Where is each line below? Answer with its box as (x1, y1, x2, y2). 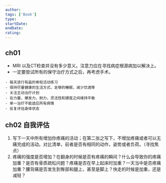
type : (5, 16, 16, 21)
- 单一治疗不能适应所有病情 (5, 100, 55, 106)
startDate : (5, 21, 28, 26)
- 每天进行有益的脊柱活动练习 (5, 80, 58, 85)
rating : (5, 30, 21, 35)
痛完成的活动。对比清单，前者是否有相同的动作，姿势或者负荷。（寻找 (12, 141, 155, 147)
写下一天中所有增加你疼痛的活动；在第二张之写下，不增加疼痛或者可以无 (12, 135, 161, 141)
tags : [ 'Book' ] (5, 12, 37, 17)
